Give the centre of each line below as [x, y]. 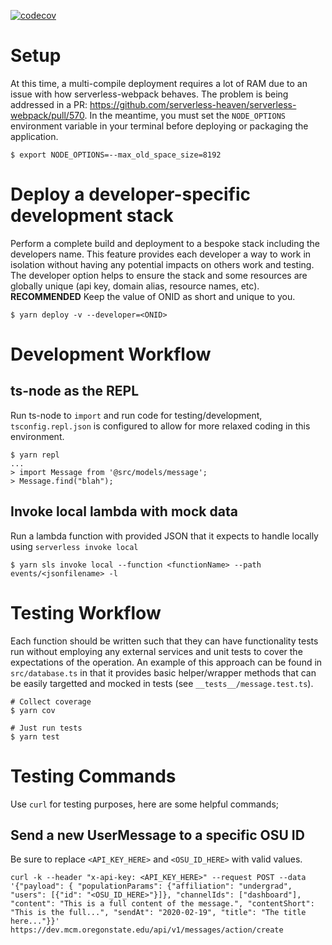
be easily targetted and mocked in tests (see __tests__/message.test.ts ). [162, 683]
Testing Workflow [86, 612]
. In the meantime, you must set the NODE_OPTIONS [185, 115]
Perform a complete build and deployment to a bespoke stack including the [165, 243]
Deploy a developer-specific [131, 194]
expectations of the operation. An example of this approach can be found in [166, 662]
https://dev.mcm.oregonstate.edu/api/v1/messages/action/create [147, 930]
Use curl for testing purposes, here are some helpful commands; [145, 804]
